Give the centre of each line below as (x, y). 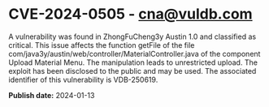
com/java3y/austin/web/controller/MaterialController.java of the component (134, 53)
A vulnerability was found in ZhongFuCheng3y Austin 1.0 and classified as (132, 36)
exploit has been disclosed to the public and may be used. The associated (132, 71)
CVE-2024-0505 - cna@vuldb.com (131, 14)
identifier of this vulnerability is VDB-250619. (83, 79)
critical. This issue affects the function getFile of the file (102, 45)
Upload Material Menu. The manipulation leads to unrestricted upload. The (133, 62)
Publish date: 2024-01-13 (52, 95)
